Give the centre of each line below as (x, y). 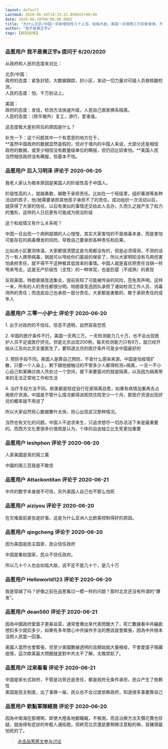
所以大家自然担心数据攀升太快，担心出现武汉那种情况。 (62, 411)
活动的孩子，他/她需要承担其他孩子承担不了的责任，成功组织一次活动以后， (83, 199)
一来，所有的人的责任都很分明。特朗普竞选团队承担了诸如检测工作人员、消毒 (84, 286)
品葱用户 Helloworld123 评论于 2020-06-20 (58, 579)
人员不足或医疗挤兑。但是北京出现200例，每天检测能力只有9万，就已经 (83, 342)
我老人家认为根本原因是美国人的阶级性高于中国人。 (58, 183)
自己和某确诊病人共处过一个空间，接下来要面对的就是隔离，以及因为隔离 (84, 371)
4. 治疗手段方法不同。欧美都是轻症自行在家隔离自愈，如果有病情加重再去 (80, 388)
